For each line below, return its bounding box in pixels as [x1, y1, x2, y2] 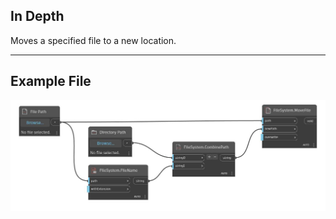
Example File [10, 73, 92, 90]
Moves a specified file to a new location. [10, 34, 177, 46]
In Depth [10, 8, 65, 25]
